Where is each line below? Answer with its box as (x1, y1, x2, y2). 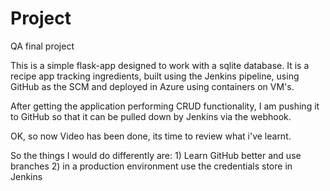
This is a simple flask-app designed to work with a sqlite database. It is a (10, 59, 310, 71)
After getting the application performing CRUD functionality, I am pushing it (10, 100, 320, 112)
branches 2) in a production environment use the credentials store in (10, 160, 293, 172)
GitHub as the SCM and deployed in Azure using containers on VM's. (10, 80, 295, 92)
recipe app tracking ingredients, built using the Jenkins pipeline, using (10, 70, 300, 82)
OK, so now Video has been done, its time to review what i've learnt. (10, 130, 292, 142)
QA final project (10, 40, 75, 52)
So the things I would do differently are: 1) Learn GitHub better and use (10, 149, 302, 161)
